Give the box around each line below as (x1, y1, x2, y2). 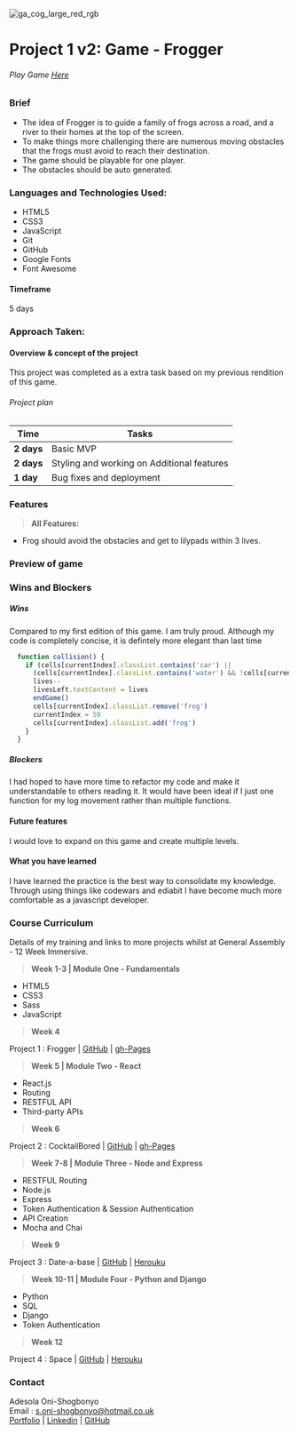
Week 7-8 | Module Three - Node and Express (30, 1158, 203, 1168)
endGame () (32, 694, 69, 703)
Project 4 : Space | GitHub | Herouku (9, 1354, 144, 1364)
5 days (9, 303, 34, 315)
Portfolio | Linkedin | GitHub (9, 1415, 111, 1426)
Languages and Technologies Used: (9, 187, 168, 199)
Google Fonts (21, 254, 72, 265)
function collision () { (17, 652, 105, 661)
